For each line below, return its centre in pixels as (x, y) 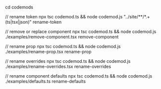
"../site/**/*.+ (137, 17)
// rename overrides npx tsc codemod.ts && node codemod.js (68, 61)
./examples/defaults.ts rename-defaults (45, 81)
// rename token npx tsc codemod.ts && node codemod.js (64, 17)
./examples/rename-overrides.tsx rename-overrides (58, 67)
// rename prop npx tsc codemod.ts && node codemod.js (63, 46)
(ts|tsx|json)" (19, 22)
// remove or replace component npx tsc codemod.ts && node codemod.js (81, 31)
